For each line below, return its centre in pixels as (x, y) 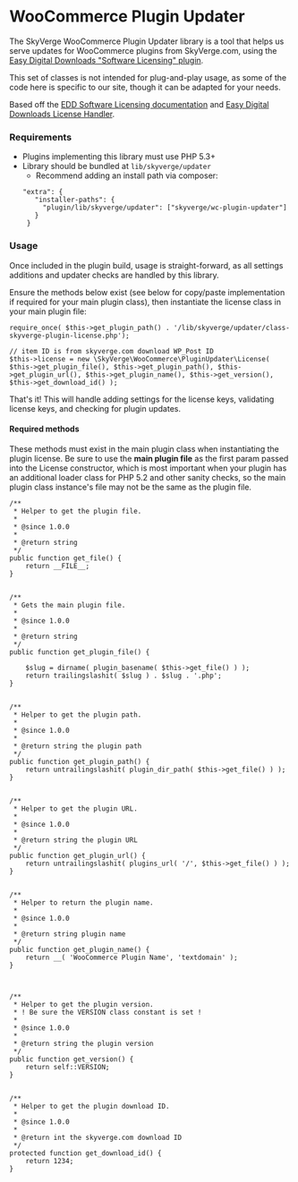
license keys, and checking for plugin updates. (95, 408)
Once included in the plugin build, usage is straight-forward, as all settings (146, 265)
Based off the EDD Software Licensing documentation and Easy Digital (139, 104)
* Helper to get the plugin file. (77, 511)
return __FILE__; (58, 565)
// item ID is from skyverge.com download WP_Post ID (112, 351)
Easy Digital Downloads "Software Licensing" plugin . (106, 60)
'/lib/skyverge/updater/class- (232, 327)
